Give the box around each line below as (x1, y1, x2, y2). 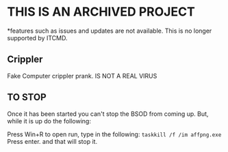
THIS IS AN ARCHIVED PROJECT (7, 4, 195, 20)
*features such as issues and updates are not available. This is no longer (7, 27, 212, 35)
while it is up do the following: (7, 117, 91, 125)
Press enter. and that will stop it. (7, 137, 98, 145)
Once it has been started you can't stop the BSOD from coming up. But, (7, 110, 209, 118)
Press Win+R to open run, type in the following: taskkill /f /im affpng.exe (7, 130, 222, 138)
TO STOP (7, 91, 47, 103)
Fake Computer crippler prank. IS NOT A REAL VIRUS (7, 72, 157, 80)
